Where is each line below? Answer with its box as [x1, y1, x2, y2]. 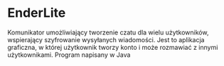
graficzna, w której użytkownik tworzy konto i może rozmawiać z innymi [7, 43, 218, 51]
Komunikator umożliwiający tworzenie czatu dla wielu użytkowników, [7, 28, 209, 37]
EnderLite [7, 5, 66, 21]
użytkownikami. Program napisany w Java [7, 51, 131, 59]
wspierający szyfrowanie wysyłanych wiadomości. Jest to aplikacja [7, 35, 205, 44]
